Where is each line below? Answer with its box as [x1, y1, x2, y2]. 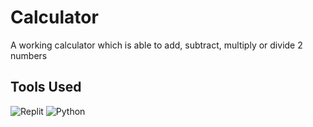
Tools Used [10, 79, 82, 96]
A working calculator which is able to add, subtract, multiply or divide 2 [10, 39, 303, 51]
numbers [10, 49, 48, 61]
